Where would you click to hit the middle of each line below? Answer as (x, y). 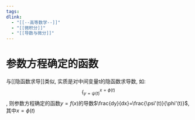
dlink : (14, 17)
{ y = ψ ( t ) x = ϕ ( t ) (98, 92)
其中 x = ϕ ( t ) (20, 110)
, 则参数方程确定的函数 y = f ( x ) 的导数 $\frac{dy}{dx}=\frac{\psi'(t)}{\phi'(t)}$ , (98, 103)
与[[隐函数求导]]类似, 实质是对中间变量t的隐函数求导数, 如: (76, 81)
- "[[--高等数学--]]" (36, 22)
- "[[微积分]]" (28, 28)
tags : (13, 11)
